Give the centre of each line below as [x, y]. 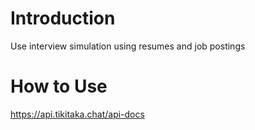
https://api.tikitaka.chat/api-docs [77, 114]
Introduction [63, 18]
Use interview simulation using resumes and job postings [128, 46]
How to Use [59, 86]
